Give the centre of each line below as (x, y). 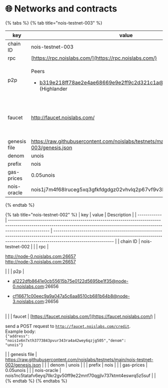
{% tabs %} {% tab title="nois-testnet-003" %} (54, 23)
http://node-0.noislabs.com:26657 (40, 256)
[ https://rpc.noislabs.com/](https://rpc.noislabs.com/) (94, 58)
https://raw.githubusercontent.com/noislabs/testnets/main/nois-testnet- (79, 359)
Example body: (20, 331)
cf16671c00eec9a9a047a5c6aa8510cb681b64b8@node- (71, 296)
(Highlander (53, 89)
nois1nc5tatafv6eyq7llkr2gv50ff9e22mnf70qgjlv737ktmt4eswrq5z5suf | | (80, 375)
